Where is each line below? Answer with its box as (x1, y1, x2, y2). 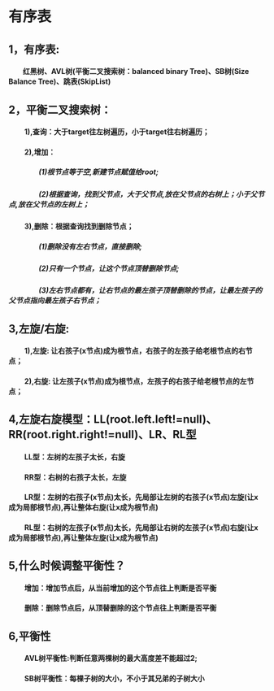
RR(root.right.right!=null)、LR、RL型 (8, 428, 197, 441)
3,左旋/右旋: (8, 322, 70, 336)
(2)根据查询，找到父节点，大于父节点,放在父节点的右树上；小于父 (38, 189, 258, 199)
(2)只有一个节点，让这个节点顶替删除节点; (38, 263, 180, 273)
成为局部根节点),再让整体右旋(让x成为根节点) (8, 502, 159, 512)
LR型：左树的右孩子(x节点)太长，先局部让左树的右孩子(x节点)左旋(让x (24, 493, 259, 502)
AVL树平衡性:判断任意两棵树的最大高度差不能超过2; (24, 654, 198, 663)
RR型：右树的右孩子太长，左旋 (24, 472, 127, 482)
